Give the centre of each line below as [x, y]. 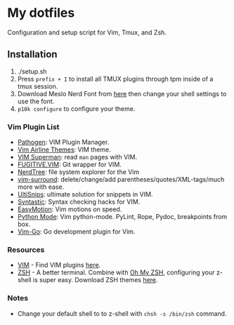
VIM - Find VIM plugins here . [59, 265]
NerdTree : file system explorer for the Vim [78, 172]
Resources [26, 249]
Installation [32, 54]
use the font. [36, 101]
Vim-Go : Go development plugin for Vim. [76, 232]
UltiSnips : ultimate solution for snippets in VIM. [85, 194]
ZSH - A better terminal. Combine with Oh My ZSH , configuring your [116, 272]
